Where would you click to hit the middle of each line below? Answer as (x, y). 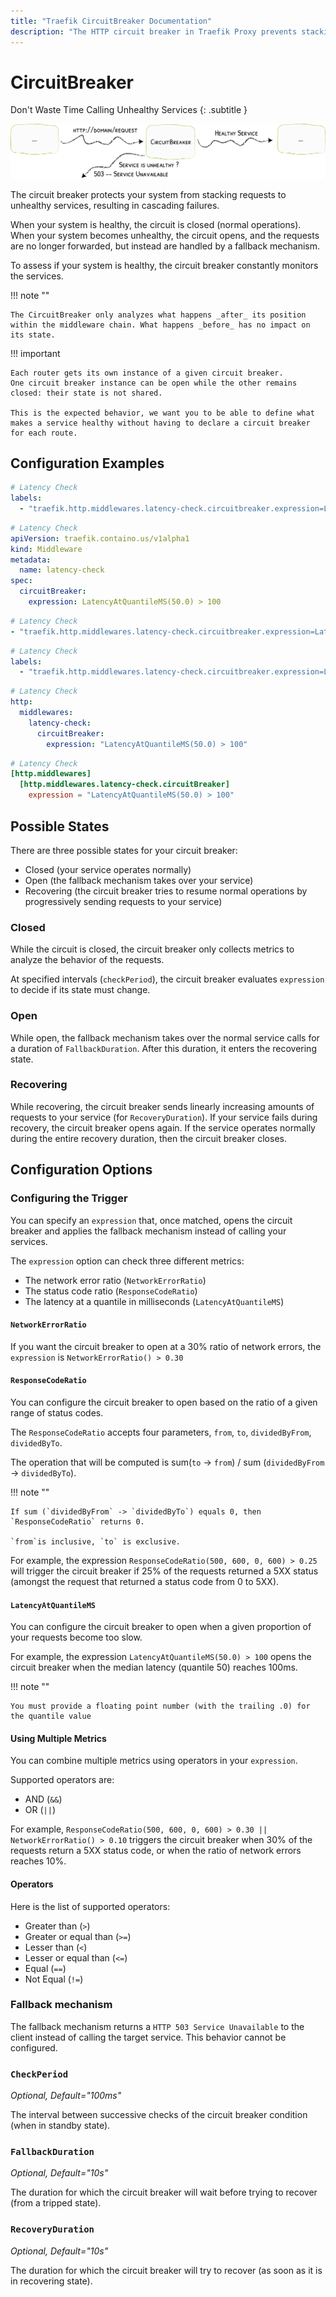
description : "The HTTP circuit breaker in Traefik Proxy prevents (154, 31)
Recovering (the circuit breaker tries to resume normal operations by (166, 891)
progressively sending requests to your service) (123, 901)
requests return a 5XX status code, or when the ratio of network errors (156, 1851)
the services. (37, 276)
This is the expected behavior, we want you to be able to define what (162, 413)
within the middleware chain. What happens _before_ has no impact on (160, 325)
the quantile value (51, 1716)
